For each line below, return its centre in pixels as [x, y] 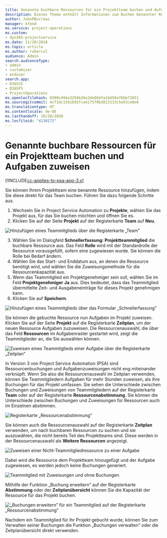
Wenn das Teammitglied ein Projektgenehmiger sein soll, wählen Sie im [85, 277]
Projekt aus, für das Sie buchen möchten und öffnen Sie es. [73, 215]
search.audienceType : [28, 61]
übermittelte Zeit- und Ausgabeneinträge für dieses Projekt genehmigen [86, 288]
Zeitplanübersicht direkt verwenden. [42, 530]
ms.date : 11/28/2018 [27, 42]
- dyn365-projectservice [31, 38]
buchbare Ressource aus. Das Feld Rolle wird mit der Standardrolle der [85, 245]
